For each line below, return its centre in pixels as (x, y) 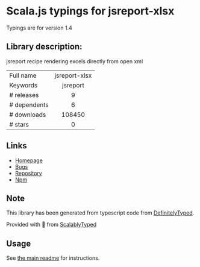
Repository (28, 173)
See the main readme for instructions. (53, 258)
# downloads (28, 115)
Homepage (29, 160)
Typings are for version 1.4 (39, 28)
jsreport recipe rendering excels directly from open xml (75, 61)
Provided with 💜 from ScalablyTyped (52, 225)
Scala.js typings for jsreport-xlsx (90, 11)
